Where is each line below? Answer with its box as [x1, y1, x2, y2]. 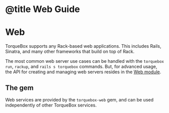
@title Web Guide [5, 4, 80, 15]
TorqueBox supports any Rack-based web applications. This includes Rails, [5, 43, 161, 49]
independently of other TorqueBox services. [5, 102, 97, 108]
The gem [5, 83, 34, 92]
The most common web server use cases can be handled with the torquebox [5, 58, 164, 64]
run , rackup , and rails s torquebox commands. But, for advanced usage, [5, 64, 157, 70]
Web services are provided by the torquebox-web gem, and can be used [5, 96, 154, 102]
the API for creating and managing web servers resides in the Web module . [5, 69, 161, 75]
